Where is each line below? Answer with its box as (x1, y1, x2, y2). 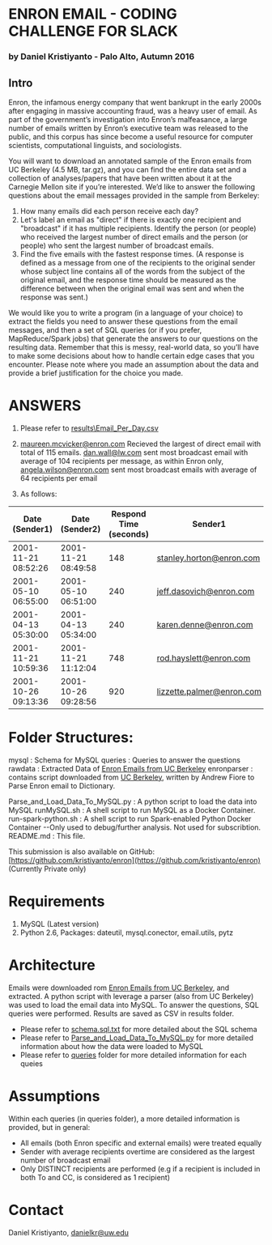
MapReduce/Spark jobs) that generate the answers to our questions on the (8, 334, 258, 343)
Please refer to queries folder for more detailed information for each (19, 1050, 247, 1060)
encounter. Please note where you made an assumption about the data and (8, 359, 259, 369)
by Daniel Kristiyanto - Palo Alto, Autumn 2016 (8, 51, 195, 62)
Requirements (8, 892, 105, 911)
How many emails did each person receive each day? (19, 206, 199, 215)
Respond (111, 508, 147, 519)
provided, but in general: (8, 1122, 91, 1132)
